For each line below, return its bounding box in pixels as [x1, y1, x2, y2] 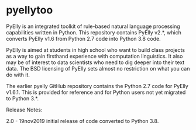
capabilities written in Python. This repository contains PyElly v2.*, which [6, 29, 181, 36]
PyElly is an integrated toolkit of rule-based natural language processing [6, 23, 180, 30]
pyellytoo [6, 3, 53, 17]
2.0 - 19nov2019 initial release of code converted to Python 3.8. [6, 117, 159, 124]
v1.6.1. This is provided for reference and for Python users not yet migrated [6, 89, 186, 96]
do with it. [6, 71, 30, 78]
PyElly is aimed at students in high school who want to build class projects [6, 46, 185, 53]
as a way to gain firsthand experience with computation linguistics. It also [6, 52, 183, 59]
